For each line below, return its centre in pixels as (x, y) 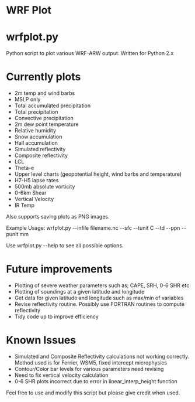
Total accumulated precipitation (53, 105)
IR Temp (25, 205)
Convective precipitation (44, 118)
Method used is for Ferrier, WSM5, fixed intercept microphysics (91, 362)
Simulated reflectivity (40, 149)
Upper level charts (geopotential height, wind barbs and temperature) (98, 174)
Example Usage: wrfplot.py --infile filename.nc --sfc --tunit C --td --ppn (93, 228)
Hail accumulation (36, 143)
